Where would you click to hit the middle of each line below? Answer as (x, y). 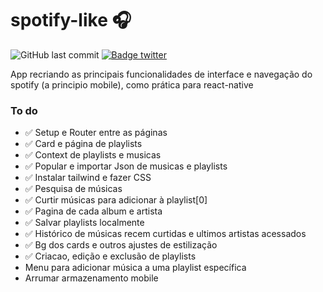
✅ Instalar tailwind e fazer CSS (88, 178)
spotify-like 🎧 (71, 20)
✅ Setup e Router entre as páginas (96, 133)
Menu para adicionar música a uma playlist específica (135, 268)
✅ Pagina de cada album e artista (93, 211)
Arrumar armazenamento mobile (91, 278)
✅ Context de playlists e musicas (93, 155)
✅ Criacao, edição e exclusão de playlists (110, 256)
